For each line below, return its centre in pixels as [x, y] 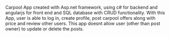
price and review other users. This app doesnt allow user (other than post [83, 23]
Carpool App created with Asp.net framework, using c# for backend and [81, 7]
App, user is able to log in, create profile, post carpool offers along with [80, 18]
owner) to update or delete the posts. [45, 29]
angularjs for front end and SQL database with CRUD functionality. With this [85, 13]
